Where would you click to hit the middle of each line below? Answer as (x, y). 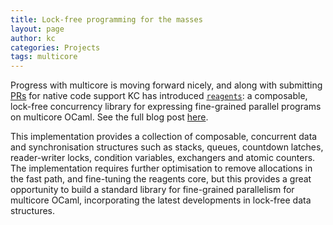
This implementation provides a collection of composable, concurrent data (164, 137)
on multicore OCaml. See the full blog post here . (109, 117)
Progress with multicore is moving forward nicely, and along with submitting (166, 85)
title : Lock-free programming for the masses (106, 19)
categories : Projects (55, 47)
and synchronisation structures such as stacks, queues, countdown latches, (167, 147)
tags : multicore (44, 57)
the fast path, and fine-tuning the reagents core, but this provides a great (161, 179)
